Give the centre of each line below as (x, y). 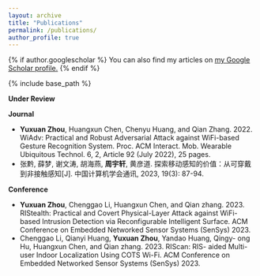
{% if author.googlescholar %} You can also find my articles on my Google (129, 60)
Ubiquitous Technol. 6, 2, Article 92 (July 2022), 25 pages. (115, 155)
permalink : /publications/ (53, 30)
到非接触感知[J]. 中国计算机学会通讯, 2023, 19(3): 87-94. (111, 173)
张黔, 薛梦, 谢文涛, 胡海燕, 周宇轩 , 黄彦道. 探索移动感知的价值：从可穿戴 (135, 164)
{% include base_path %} (50, 84)
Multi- (238, 247)
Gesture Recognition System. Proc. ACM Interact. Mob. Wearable (125, 146)
